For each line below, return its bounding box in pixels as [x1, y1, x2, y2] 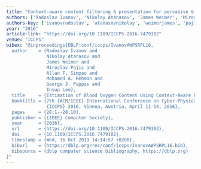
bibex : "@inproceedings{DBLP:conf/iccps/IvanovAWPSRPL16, [6, 43, 154, 49]
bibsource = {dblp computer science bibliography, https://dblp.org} [11, 148, 188, 154]
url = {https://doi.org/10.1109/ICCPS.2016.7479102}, [11, 126, 165, 132]
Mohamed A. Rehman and [46, 76, 103, 82]
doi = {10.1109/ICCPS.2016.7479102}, [11, 131, 121, 138]
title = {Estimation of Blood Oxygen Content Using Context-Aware [11, 92, 191, 98]
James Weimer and [46, 59, 90, 65]
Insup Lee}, [46, 87, 77, 93]
